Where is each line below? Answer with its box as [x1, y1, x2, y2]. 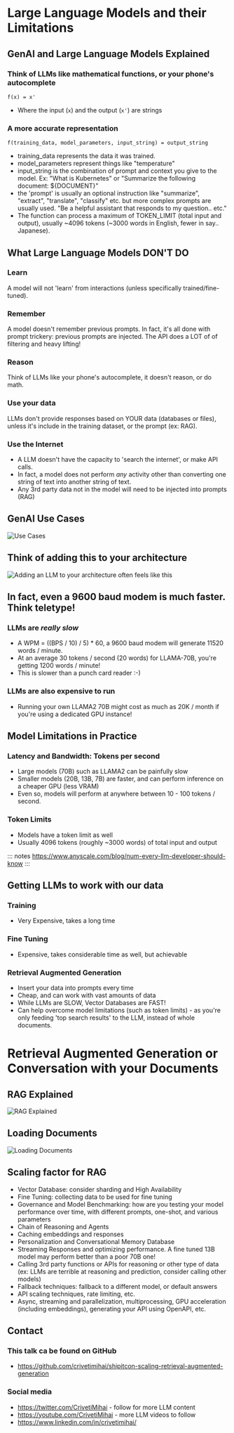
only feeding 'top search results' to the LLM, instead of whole [17, 1013, 195, 1022]
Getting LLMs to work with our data [7, 880, 164, 892]
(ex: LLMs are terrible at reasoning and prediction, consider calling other [17, 1267, 226, 1276]
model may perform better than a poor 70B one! [17, 1252, 156, 1261]
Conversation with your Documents [7, 1061, 219, 1077]
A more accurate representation [7, 123, 118, 133]
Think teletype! [7, 602, 76, 614]
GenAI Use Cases [7, 513, 85, 525]
